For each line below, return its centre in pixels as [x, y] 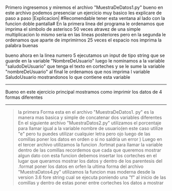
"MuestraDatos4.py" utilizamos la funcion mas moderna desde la [86, 172]
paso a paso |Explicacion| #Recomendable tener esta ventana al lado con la [85, 18]
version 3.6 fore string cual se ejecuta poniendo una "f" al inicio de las [92, 177]
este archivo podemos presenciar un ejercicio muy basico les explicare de [84, 13]
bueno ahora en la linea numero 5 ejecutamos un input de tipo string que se [85, 55]
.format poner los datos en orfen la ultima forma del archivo [81, 166]
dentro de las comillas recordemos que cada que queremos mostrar [89, 150]
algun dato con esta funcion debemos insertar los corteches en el [87, 155]
